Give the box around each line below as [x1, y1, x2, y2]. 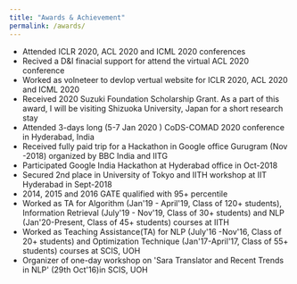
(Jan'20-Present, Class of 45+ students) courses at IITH [21, 216, 230, 228]
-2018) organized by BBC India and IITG [21, 150, 168, 161]
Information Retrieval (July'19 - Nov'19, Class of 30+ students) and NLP [21, 207, 285, 218]
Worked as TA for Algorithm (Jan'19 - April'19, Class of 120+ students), [21, 197, 283, 208]
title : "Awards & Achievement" [9, 13, 126, 22]
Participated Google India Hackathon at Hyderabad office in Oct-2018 [21, 160, 278, 171]
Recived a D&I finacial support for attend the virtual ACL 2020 [21, 55, 250, 66]
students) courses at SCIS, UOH [21, 245, 141, 255]
